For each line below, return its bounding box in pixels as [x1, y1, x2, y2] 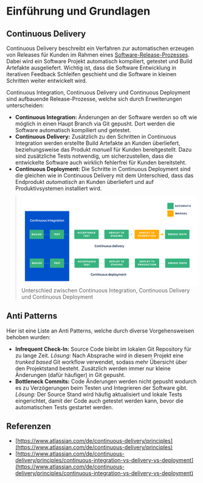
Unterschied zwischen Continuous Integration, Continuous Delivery [21, 286, 190, 294]
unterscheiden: [6, 102, 44, 109]
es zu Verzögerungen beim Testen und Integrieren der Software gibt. [15, 384, 188, 391]
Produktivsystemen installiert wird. [15, 185, 102, 192]
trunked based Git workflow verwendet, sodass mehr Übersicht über [15, 358, 187, 365]
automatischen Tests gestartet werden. [15, 403, 114, 411]
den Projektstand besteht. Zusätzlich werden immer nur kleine [15, 364, 171, 372]
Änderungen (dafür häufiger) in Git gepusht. [15, 371, 126, 378]
